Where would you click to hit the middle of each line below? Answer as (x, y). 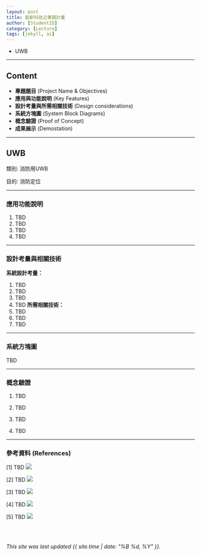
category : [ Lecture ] (32, 29)
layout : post (22, 12)
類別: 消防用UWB (27, 168)
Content (22, 76)
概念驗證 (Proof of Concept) (49, 121)
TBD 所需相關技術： (39, 305)
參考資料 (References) (39, 453)
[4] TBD (16, 504)
